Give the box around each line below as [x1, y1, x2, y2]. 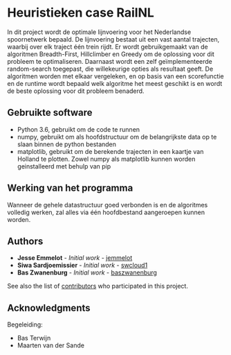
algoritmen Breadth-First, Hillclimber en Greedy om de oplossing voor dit [7, 50, 214, 58]
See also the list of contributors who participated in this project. [7, 282, 189, 291]
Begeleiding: [7, 320, 43, 329]
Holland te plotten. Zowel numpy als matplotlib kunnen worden [17, 155, 196, 163]
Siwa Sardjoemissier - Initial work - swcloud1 [17, 261, 148, 270]
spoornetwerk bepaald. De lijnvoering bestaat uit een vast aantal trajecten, [7, 35, 220, 43]
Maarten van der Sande [17, 341, 85, 349]
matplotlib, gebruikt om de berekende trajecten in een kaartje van [17, 147, 204, 155]
